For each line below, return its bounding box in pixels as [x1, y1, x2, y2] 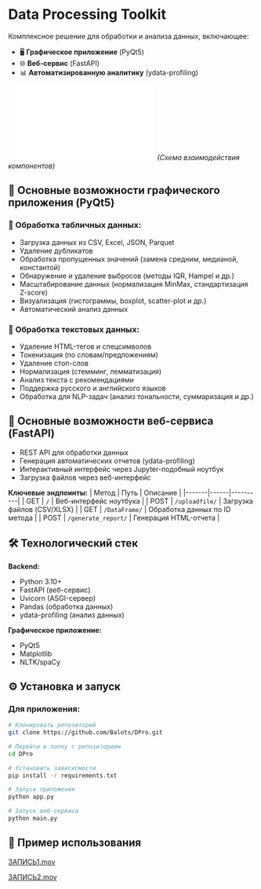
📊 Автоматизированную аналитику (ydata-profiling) [19, 68, 198, 77]
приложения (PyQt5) [8, 196, 115, 210]
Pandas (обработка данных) [19, 602, 114, 611]
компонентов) [8, 161, 56, 170]
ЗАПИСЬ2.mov [8, 872, 57, 881]
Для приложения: [8, 703, 81, 714]
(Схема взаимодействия [156, 152, 241, 162]
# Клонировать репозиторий [8, 721, 96, 730]
